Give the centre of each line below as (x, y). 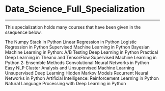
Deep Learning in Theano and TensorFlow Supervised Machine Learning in (81, 57)
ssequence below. (24, 32)
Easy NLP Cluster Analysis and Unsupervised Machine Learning (70, 68)
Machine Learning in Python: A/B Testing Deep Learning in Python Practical (82, 52)
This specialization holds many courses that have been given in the (73, 27)
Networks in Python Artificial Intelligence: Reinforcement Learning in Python (82, 78)
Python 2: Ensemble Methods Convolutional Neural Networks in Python (77, 63)
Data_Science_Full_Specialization (75, 9)
